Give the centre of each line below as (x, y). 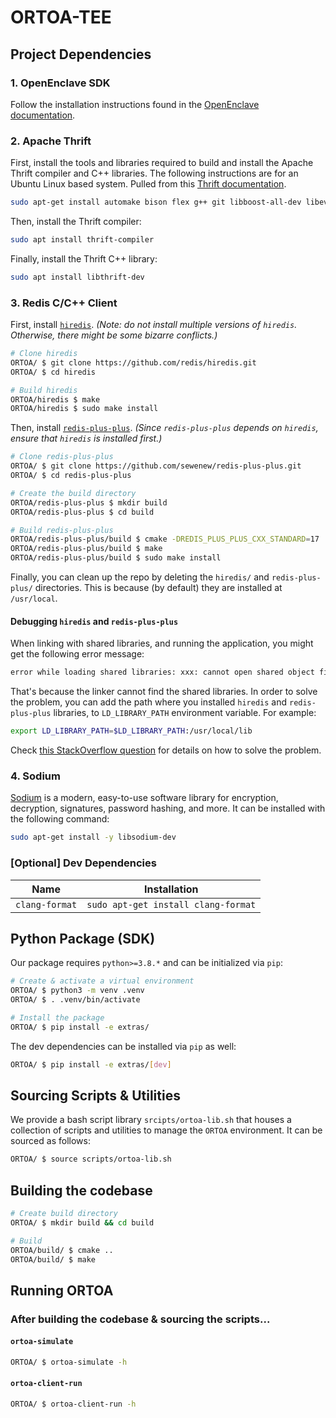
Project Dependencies (81, 54)
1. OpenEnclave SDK (60, 83)
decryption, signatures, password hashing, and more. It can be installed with (168, 808)
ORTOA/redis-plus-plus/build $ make (86, 549)
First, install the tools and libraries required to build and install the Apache (162, 163)
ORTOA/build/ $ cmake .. (62, 1250)
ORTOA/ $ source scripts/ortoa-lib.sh (91, 1159)
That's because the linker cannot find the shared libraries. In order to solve (164, 692)
